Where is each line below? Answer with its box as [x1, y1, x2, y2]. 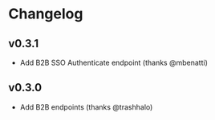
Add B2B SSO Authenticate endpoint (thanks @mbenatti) [19, 58, 209, 67]
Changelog [8, 5, 83, 23]
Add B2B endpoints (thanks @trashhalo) [19, 102, 153, 112]
